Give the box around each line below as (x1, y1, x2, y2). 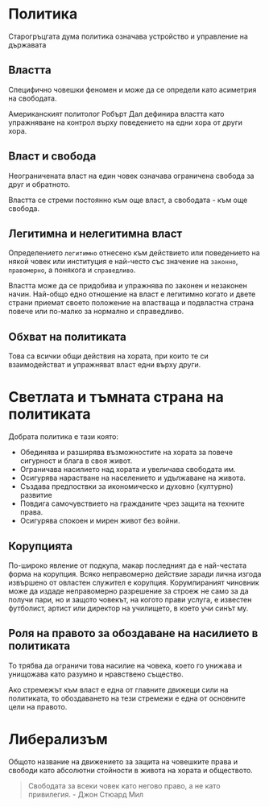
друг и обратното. (8, 179, 71, 189)
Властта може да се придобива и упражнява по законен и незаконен (8, 281, 247, 291)
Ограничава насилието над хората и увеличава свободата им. (19, 465, 236, 474)
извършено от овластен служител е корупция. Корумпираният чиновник (8, 577, 259, 587)
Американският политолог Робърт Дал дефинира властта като (8, 109, 225, 118)
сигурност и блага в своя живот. (19, 456, 133, 466)
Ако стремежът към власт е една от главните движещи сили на (8, 685, 229, 694)
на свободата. (8, 93, 57, 103)
